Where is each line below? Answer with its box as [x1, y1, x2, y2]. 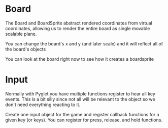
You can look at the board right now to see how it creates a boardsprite [5, 56, 154, 62]
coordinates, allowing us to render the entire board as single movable [5, 25, 150, 31]
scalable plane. [5, 31, 37, 37]
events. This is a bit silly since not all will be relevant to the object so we [5, 96, 156, 102]
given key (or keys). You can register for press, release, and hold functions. [5, 117, 162, 123]
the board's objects [5, 46, 46, 52]
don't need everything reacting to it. [5, 101, 81, 108]
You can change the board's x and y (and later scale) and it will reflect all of [5, 40, 163, 46]
